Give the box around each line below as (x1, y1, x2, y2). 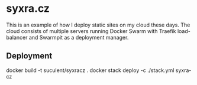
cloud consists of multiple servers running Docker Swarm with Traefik (6, 27, 176, 34)
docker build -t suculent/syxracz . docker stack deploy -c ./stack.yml (6, 67, 175, 74)
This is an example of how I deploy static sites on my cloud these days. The (6, 21, 190, 28)
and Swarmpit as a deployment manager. (28, 34, 129, 41)
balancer (6, 34, 28, 41)
